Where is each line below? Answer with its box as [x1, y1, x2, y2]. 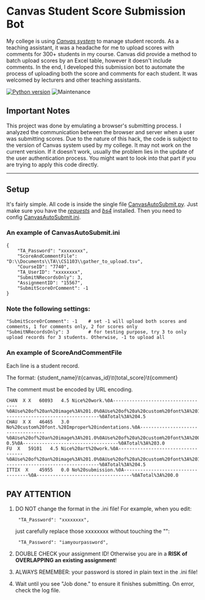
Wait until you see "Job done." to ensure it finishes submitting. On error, [15, 580, 195, 588]
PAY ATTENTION [6, 489, 71, 499]
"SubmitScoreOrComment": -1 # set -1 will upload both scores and [6, 318, 187, 324]
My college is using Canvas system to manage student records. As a [6, 37, 179, 45]
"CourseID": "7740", [17, 263, 70, 270]
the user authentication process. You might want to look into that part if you [6, 154, 196, 162]
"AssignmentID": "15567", [17, 279, 84, 286]
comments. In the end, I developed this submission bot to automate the [6, 63, 185, 71]
